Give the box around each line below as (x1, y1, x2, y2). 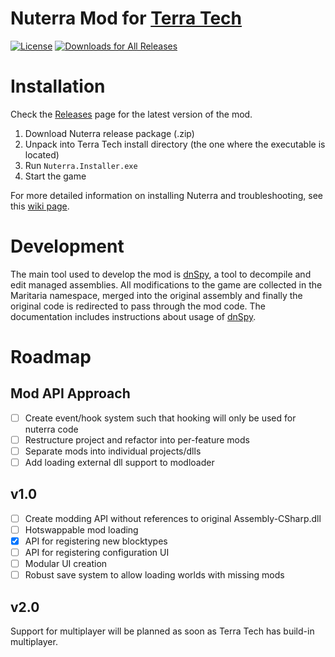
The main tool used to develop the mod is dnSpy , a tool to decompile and (10, 268, 312, 280)
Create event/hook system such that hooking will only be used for (24, 412, 297, 424)
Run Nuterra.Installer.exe (24, 159, 138, 171)
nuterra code (24, 423, 79, 435)
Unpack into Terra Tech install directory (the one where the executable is (24, 138, 326, 150)
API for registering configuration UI (24, 547, 170, 559)
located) (24, 148, 60, 161)
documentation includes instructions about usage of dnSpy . (10, 310, 257, 322)
